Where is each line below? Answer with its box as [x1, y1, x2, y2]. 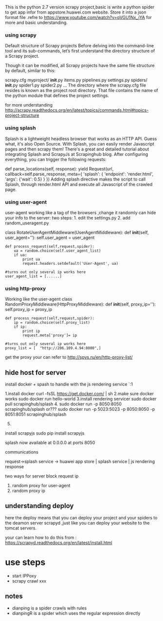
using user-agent [5, 199, 47, 205]
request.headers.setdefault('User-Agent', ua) [22, 261, 119, 266]
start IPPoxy [12, 573, 36, 579]
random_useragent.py [5, 220, 49, 226]
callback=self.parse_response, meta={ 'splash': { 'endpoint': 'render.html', [5, 171, 154, 177]
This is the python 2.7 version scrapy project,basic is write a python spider [5, 4, 155, 10]
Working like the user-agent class [5, 296, 72, 302]
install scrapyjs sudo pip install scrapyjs [5, 430, 85, 436]
